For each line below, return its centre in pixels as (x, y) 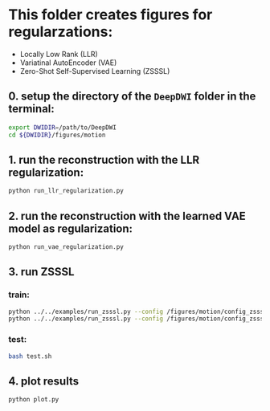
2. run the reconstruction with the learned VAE (127, 216)
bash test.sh (30, 356)
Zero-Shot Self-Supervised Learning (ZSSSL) (95, 71)
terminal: (31, 109)
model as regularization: (71, 228)
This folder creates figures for (110, 15)
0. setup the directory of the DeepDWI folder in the (132, 97)
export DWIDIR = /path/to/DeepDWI (62, 127)
